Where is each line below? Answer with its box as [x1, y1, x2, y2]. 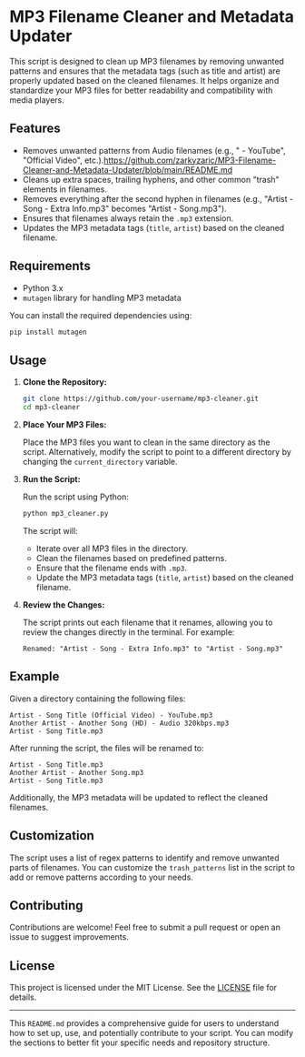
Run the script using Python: [22, 491, 129, 502]
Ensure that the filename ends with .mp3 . [35, 562, 188, 573]
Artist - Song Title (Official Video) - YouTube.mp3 [9, 710, 213, 720]
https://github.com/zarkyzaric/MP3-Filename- [103, 155, 277, 166]
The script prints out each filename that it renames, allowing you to [22, 617, 273, 628]
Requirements [9, 258, 91, 274]
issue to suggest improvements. [9, 931, 129, 942]
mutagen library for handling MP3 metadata [22, 292, 182, 303]
